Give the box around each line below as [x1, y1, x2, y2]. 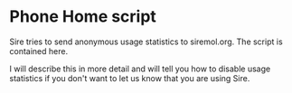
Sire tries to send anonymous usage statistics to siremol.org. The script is [9, 36, 283, 47]
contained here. [9, 45, 69, 56]
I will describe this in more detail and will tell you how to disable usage [9, 63, 271, 74]
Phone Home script [9, 6, 156, 27]
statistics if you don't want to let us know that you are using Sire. [9, 72, 250, 83]
